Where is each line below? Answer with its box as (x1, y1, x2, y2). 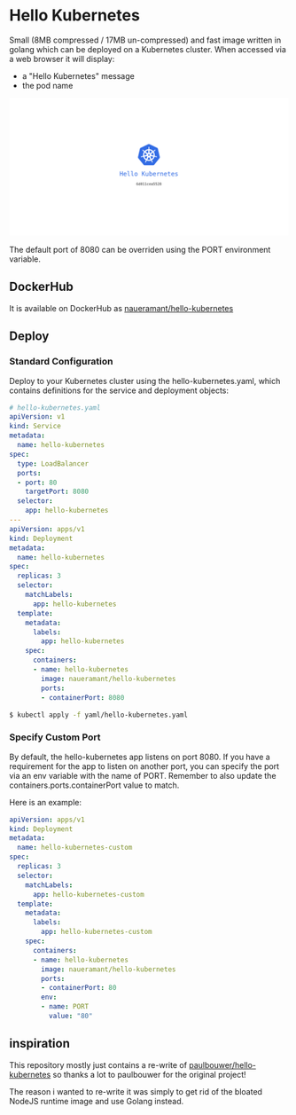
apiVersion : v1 (9, 412, 66, 421)
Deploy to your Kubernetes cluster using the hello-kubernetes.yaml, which (9, 375, 281, 386)
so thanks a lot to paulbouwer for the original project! (52, 1069, 246, 1080)
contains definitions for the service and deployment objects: (9, 385, 229, 396)
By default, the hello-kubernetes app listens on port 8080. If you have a (9, 751, 270, 762)
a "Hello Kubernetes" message (21, 70, 135, 81)
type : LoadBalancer (17, 459, 90, 468)
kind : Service (9, 422, 62, 431)
